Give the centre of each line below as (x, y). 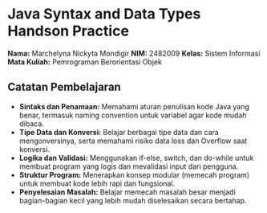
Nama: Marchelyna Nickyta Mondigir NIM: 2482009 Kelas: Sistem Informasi (134, 53)
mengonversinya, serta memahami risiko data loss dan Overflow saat (133, 141)
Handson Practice (69, 31)
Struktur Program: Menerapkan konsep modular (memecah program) (134, 174)
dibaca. (32, 123)
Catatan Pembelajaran (64, 87)
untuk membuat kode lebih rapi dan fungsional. (97, 183)
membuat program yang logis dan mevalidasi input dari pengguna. (129, 166)
